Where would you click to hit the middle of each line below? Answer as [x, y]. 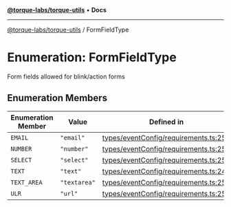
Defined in [166, 122]
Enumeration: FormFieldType [92, 57]
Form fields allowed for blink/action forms [66, 76]
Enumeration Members [57, 98]
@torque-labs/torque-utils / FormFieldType [68, 30]
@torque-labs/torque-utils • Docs [57, 10]
